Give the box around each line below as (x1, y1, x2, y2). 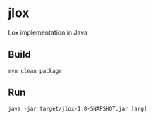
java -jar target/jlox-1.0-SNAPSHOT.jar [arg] (8, 105, 147, 112)
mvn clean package (8, 67, 62, 75)
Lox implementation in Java (8, 28, 88, 37)
